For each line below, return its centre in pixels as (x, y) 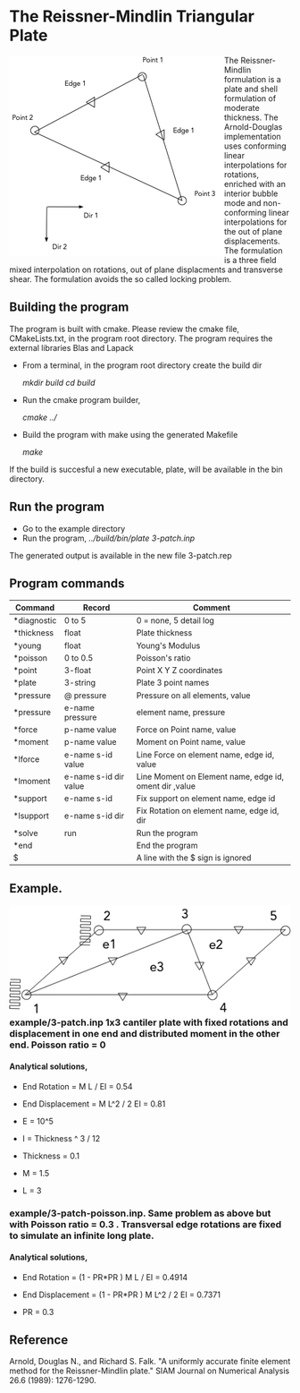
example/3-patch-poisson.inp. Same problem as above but (140, 1213)
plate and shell (251, 89)
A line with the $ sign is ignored (194, 858)
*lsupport (31, 816)
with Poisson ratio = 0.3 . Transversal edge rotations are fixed (146, 1225)
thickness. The (251, 117)
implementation (253, 136)
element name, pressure (181, 713)
